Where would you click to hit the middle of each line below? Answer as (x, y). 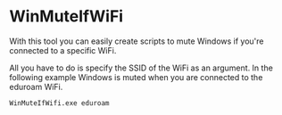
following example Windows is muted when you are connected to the (136, 77)
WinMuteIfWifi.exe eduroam (59, 103)
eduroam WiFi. (36, 86)
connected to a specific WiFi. (63, 50)
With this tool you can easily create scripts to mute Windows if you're (137, 41)
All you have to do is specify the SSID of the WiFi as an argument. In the (141, 68)
